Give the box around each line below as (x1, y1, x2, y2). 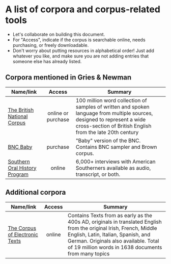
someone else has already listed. (12, 58, 82, 64)
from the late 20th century (75, 128, 139, 136)
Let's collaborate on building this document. (12, 31, 105, 37)
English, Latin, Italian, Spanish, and (68, 231, 151, 238)
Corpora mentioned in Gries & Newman (5, 73, 132, 82)
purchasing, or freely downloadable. (12, 42, 89, 48)
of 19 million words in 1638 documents (68, 244, 162, 251)
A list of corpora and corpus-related (5, 4, 160, 15)
